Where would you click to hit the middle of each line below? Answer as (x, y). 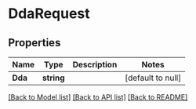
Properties (34, 43)
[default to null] (153, 78)
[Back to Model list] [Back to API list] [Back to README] (98, 97)
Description (95, 65)
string (53, 78)
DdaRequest (49, 14)
